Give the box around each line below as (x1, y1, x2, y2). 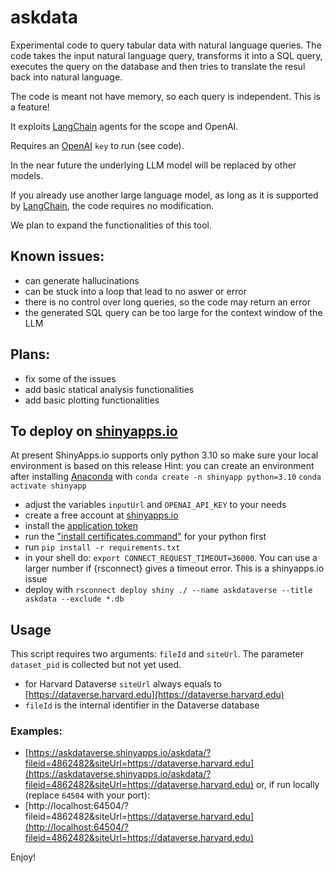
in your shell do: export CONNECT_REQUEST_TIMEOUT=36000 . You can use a (24, 552, 318, 564)
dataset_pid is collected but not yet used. (10, 659, 182, 671)
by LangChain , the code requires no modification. (10, 199, 215, 211)
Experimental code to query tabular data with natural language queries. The (10, 39, 322, 51)
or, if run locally (255, 779, 320, 791)
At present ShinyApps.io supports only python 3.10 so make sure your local (10, 449, 319, 461)
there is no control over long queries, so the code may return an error (24, 296, 311, 308)
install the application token (24, 520, 139, 532)
